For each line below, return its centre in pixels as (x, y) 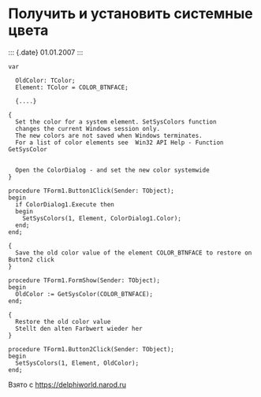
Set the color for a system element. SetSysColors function (116, 122)
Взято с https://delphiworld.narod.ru (67, 384)
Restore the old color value (63, 321)
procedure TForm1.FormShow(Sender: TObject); (84, 280)
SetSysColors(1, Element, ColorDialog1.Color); (102, 218)
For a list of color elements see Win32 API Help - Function (119, 143)
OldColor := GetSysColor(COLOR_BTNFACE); (84, 294)
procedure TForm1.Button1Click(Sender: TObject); (91, 191)
